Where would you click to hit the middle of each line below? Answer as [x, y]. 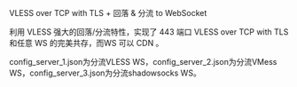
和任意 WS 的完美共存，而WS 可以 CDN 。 [86, 43]
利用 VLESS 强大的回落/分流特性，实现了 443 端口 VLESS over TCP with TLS [149, 32]
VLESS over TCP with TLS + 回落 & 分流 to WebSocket [108, 13]
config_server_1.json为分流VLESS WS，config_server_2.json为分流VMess [143, 62]
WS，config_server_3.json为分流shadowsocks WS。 [105, 73]
